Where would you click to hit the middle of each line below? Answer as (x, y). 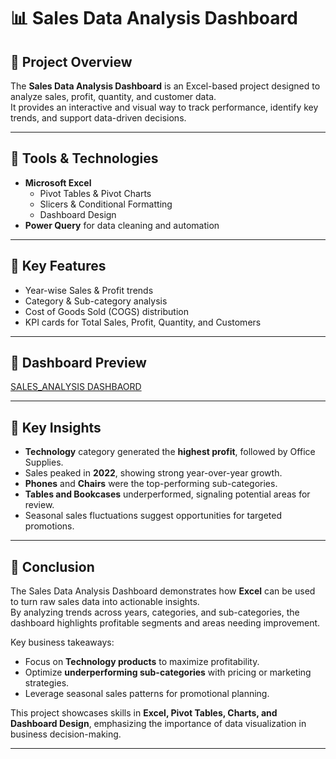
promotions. (49, 526)
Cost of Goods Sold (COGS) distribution (106, 311)
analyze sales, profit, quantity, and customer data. (113, 96)
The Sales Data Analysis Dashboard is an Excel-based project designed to (165, 86)
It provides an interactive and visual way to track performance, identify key (164, 107)
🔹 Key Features (58, 266)
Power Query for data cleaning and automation (122, 225)
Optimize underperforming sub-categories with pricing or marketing (168, 672)
